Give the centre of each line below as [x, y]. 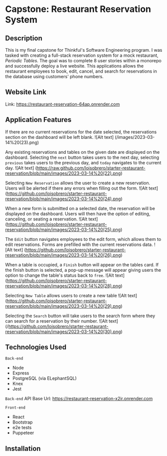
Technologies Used [36, 347]
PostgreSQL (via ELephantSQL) [45, 378]
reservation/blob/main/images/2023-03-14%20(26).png [63, 255]
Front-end [15, 408]
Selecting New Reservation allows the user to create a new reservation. [78, 183]
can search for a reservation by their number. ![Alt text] [62, 321]
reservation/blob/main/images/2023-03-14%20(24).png [63, 199]
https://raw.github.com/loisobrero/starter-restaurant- [91, 168]
